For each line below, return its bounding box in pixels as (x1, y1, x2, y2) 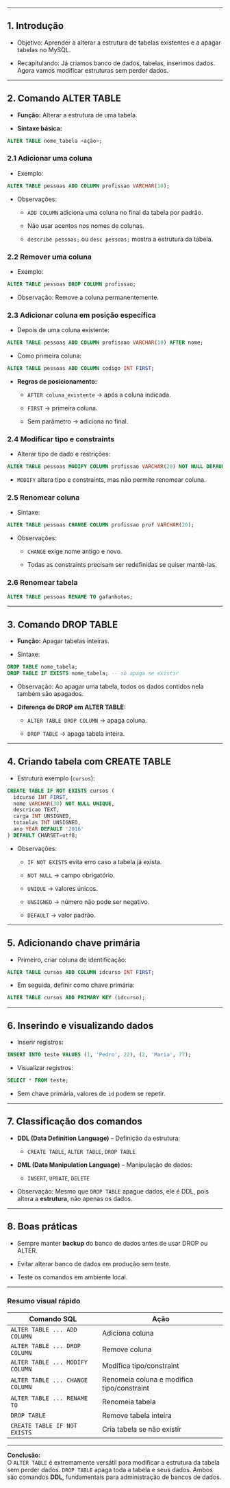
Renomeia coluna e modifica (101, 1374, 194, 1384)
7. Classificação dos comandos (7, 1116, 142, 1128)
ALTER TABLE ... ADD (10, 1325, 77, 1334)
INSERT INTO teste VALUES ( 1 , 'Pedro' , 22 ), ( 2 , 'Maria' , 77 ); (7, 1051, 192, 1058)
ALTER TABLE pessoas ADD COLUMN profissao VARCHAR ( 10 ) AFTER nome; (7, 339, 204, 347)
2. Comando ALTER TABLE (7, 93, 122, 104)
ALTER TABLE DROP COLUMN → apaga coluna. (27, 716, 147, 724)
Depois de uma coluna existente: (16, 326, 110, 334)
